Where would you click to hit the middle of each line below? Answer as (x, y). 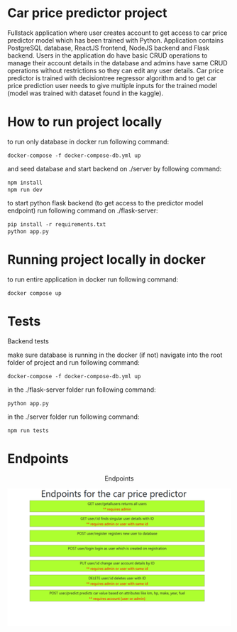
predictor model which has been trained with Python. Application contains (115, 40)
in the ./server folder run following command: (73, 417)
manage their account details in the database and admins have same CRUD (118, 63)
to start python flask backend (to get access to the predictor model (105, 203)
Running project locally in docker (106, 260)
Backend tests (28, 341)
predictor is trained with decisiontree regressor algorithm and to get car (112, 78)
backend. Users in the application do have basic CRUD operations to (108, 55)
